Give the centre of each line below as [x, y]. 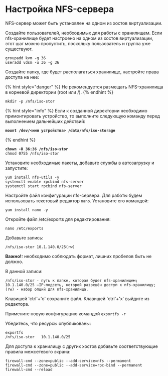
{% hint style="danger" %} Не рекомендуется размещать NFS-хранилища [84, 87]
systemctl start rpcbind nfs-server [43, 186]
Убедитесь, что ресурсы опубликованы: [48, 323]
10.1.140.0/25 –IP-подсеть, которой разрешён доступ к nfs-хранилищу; [80, 285]
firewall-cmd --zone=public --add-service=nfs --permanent [68, 361]
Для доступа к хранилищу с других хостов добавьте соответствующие [81, 346]
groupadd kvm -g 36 [26, 58]
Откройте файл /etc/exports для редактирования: [58, 219]
